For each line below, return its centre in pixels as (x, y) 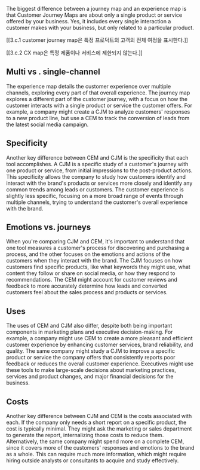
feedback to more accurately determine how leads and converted (87, 286)
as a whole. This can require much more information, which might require (96, 454)
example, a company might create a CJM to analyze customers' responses (98, 112)
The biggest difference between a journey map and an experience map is (96, 9)
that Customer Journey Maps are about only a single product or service (94, 15)
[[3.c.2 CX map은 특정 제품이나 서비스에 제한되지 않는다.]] (75, 53)
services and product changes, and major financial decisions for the (90, 377)
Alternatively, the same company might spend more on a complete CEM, (95, 441)
